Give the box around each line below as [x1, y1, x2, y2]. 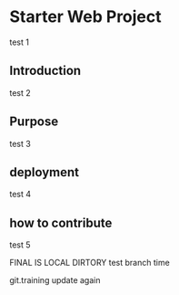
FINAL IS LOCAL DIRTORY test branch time [9, 258, 170, 269]
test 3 [9, 138, 32, 149]
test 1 [9, 37, 30, 47]
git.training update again [9, 275, 101, 286]
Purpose [9, 114, 59, 130]
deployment [9, 164, 80, 180]
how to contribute [9, 215, 113, 230]
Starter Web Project [9, 6, 162, 27]
